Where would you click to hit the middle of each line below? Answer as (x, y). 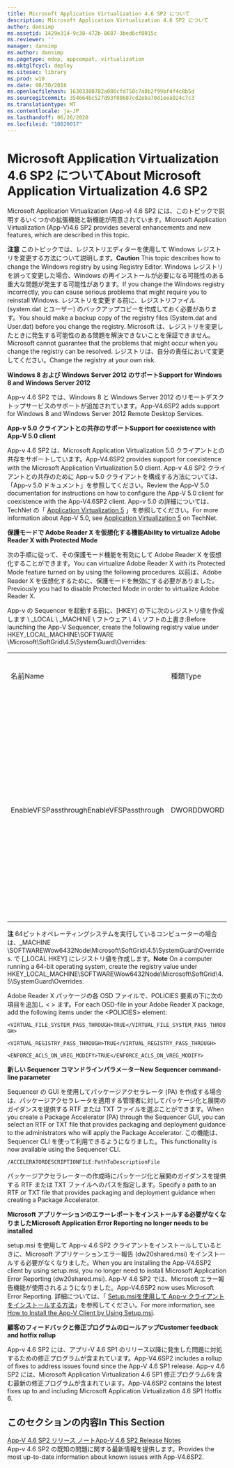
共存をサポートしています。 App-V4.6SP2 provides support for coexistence (114, 459)
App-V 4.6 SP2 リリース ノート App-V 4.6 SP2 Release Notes (94, 1440)
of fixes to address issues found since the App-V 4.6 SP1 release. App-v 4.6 (116, 1366)
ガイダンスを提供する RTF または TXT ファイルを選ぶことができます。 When (116, 1109)
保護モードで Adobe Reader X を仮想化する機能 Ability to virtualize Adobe (114, 533)
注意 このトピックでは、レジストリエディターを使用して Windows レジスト (114, 249)
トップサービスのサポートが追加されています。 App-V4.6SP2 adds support (113, 406)
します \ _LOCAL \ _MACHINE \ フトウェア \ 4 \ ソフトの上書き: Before (107, 619)
